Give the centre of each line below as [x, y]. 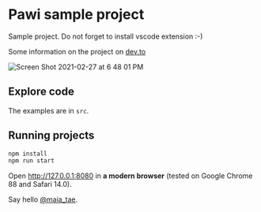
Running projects [51, 136]
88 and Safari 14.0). [40, 184]
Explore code [42, 92]
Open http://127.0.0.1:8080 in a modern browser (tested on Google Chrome [130, 176]
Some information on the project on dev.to [77, 51]
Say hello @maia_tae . [43, 199]
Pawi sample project [76, 15]
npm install [28, 154]
